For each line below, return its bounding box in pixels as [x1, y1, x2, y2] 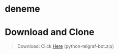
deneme [5, 3, 40, 15]
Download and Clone [5, 26, 95, 38]
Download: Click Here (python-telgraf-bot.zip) [17, 43, 114, 49]
